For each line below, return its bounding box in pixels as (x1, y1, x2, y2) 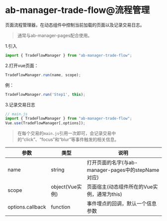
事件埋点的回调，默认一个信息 (86, 200, 157, 207)
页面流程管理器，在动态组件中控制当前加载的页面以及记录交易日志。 (5, 22, 145, 28)
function (51, 204, 71, 211)
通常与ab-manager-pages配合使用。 (17, 32, 92, 38)
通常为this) (96, 191, 123, 198)
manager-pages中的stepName (86, 167, 160, 174)
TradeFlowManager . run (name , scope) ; (5, 73, 81, 77)
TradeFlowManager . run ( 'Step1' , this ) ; (5, 92, 85, 97)
